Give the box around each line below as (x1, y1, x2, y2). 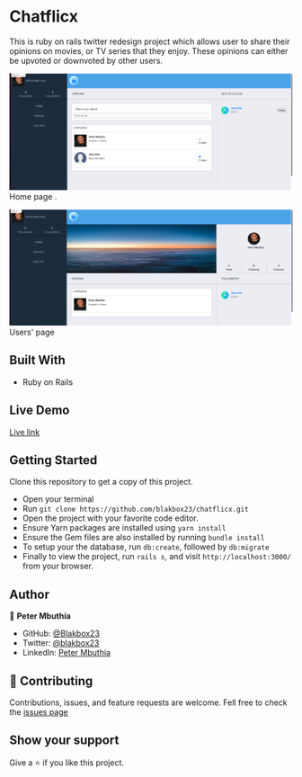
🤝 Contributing (9, 673, 93, 689)
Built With (9, 353, 66, 368)
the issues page (9, 707, 69, 718)
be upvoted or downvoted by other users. (9, 55, 164, 66)
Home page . (9, 191, 58, 201)
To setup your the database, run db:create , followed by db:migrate (22, 541, 270, 552)
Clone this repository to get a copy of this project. (9, 477, 193, 487)
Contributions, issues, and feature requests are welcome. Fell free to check (9, 697, 288, 708)
